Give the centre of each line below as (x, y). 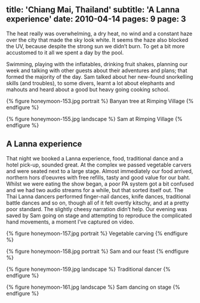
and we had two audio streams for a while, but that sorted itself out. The (95, 190)
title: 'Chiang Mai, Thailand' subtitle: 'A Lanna (93, 10)
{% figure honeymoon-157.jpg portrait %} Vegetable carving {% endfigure (97, 233)
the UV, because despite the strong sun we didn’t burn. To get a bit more (96, 46)
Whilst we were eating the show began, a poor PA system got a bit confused (100, 184)
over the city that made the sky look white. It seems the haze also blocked (97, 40)
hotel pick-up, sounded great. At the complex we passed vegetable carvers (99, 165)
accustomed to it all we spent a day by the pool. (65, 52)
